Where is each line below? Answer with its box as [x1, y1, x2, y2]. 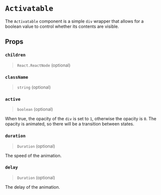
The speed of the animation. [5, 152, 62, 158]
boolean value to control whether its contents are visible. [5, 23, 120, 29]
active [5, 96, 21, 102]
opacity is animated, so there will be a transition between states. [5, 121, 134, 127]
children [5, 52, 26, 58]
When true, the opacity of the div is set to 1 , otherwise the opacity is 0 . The [5, 116, 157, 122]
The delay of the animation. [5, 184, 60, 190]
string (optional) [17, 84, 51, 90]
